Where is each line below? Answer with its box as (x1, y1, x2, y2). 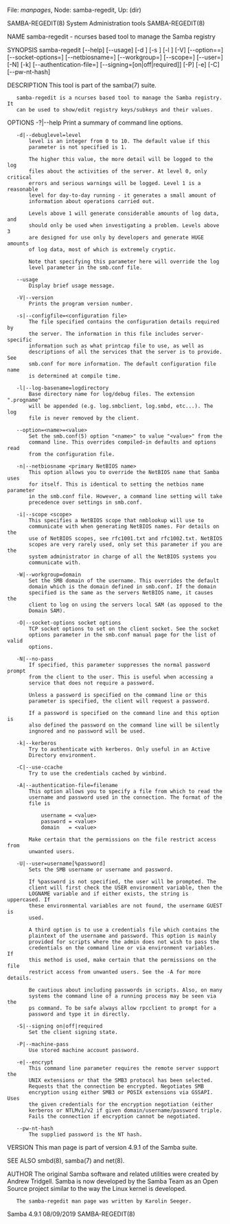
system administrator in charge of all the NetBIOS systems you (28, 553, 216, 560)
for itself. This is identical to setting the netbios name (28, 481, 205, 488)
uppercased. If (7, 896, 51, 903)
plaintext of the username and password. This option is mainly (28, 932, 216, 939)
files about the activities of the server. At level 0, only (28, 168, 207, 175)
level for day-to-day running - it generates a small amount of (28, 192, 216, 199)
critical (7, 174, 32, 181)
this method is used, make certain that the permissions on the (28, 956, 216, 963)
